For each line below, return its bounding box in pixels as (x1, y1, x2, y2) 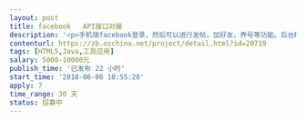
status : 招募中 (9, 97, 63, 107)
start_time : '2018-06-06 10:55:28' (9, 73, 145, 82)
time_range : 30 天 (9, 89, 78, 98)
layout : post (9, 13, 59, 23)
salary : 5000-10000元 (9, 55, 90, 65)
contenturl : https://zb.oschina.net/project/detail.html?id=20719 (9, 38, 267, 48)
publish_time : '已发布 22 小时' (9, 65, 126, 74)
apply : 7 (9, 81, 43, 90)
